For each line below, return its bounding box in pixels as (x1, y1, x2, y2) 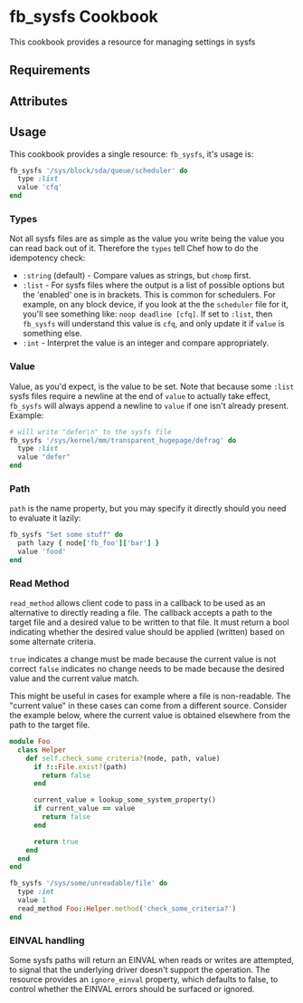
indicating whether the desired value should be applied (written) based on (9, 627, 285, 638)
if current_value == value (33, 804, 136, 813)
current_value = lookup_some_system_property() (33, 795, 217, 804)
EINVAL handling (9, 934, 85, 947)
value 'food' (17, 547, 67, 557)
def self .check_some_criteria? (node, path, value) (25, 754, 221, 763)
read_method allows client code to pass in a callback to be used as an (9, 598, 266, 609)
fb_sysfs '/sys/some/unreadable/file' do (9, 879, 168, 888)
